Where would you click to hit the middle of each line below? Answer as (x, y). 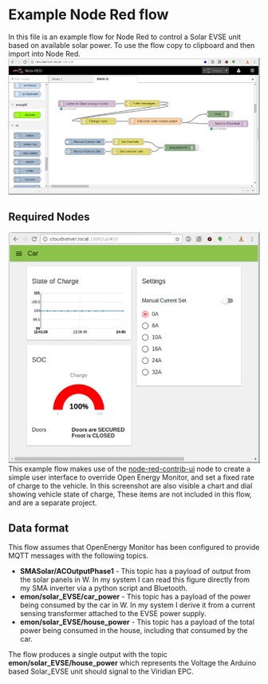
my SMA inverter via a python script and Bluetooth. (104, 588)
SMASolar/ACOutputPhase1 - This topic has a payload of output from (135, 571)
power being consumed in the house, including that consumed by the (134, 631)
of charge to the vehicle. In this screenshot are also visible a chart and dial (130, 486)
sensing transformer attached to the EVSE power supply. (113, 614)
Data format (39, 528)
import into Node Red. (45, 53)
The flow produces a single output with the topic (88, 654)
